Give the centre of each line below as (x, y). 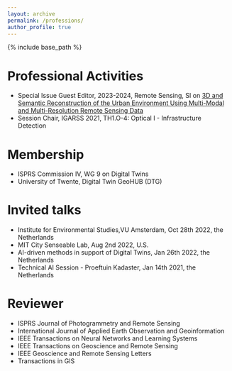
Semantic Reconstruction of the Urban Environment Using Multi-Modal (121, 103)
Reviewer (35, 304)
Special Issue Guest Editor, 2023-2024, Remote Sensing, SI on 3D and (120, 96)
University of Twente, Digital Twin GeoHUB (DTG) (90, 182)
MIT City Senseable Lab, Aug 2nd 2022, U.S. (83, 245)
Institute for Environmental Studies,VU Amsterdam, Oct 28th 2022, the (120, 230)
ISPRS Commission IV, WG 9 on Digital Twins (83, 174)
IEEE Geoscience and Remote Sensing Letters (84, 354)
